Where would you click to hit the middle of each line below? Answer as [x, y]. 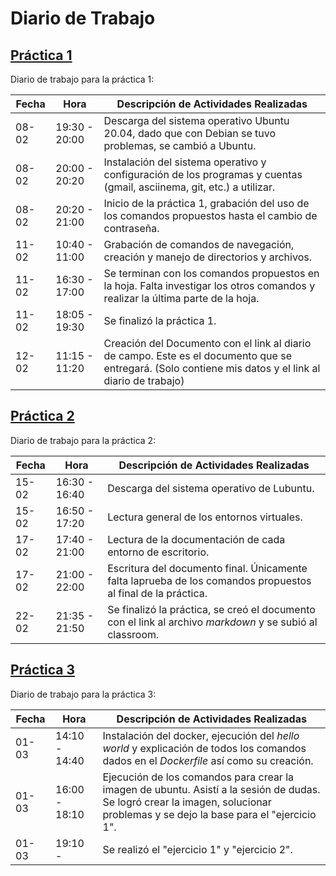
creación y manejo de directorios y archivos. [207, 257]
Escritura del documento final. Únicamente [207, 568]
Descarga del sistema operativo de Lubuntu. [211, 488]
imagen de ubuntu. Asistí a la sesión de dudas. [211, 789]
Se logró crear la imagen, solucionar [187, 802]
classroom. [133, 634]
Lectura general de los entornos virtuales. [205, 517]
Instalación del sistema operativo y [185, 162]
